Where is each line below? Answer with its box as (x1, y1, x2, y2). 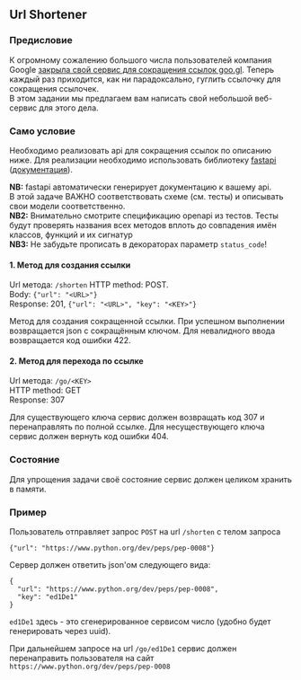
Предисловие (9, 34, 74, 47)
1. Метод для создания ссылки (9, 260, 131, 270)
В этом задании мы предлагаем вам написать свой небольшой (9, 93, 253, 103)
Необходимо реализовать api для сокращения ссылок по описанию (9, 145, 272, 155)
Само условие (9, 125, 76, 137)
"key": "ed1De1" (17, 592, 78, 601)
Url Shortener (9, 7, 87, 22)
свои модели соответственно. (9, 200, 126, 211)
